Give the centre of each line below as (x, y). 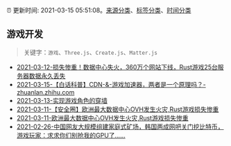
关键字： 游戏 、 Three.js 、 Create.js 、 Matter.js (90, 52)
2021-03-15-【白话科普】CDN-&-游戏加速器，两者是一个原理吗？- (111, 84)
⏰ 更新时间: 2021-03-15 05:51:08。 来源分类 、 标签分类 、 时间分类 (99, 10)
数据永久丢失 (47, 76)
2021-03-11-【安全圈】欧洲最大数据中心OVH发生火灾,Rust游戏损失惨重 (118, 109)
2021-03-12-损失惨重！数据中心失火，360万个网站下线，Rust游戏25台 (117, 67)
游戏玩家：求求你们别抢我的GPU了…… (71, 135)
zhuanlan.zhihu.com (45, 92)
